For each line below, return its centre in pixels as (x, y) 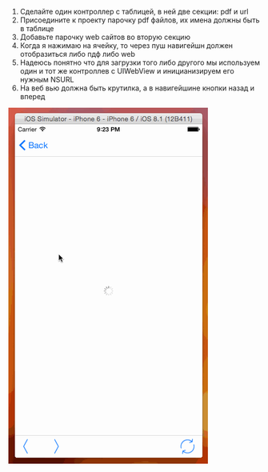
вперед (32, 96)
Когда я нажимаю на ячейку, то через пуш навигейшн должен (126, 46)
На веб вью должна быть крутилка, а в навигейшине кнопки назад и (137, 88)
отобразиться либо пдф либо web (78, 54)
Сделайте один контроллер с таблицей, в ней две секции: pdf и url (134, 12)
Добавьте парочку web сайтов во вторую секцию (105, 37)
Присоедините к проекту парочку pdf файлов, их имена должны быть (140, 20)
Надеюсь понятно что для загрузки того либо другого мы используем (140, 62)
